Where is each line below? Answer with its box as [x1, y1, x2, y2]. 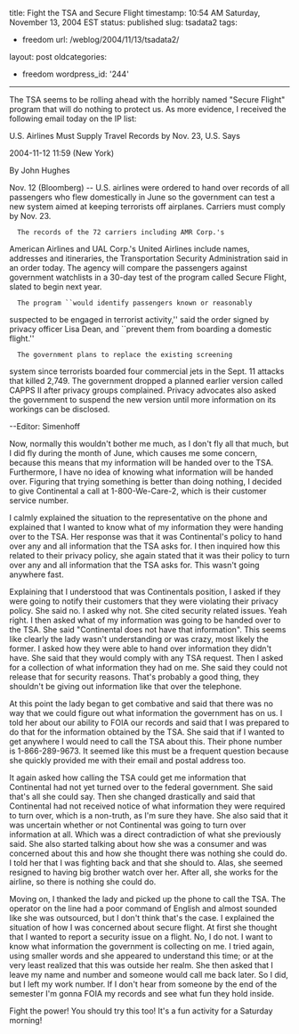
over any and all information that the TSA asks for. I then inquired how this [9, 541, 280, 551]
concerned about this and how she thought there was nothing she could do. [9, 848, 287, 859]
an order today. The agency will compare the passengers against [9, 263, 247, 273]
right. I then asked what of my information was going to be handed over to [9, 615, 281, 625]
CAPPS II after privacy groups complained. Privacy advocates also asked [9, 385, 277, 395]
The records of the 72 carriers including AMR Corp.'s [17, 228, 225, 237]
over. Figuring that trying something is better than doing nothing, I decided [9, 476, 282, 486]
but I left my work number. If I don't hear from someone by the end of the [9, 979, 278, 989]
